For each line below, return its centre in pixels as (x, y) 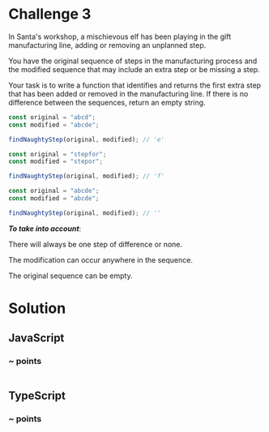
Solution (37, 308)
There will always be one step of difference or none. (96, 244)
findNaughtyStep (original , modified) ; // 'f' (86, 176)
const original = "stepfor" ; (58, 154)
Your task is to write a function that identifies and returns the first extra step (135, 85)
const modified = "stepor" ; (56, 162)
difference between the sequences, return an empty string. (107, 102)
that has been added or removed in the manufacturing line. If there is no (128, 93)
